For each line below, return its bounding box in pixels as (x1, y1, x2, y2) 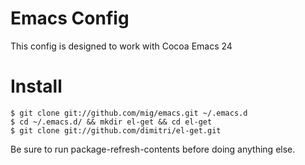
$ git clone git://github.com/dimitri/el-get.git (10, 125, 222, 136)
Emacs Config (10, 7, 130, 30)
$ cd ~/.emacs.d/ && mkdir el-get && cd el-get (10, 117, 213, 127)
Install (10, 75, 63, 98)
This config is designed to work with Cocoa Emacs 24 (10, 40, 233, 52)
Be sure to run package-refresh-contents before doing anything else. (10, 143, 296, 155)
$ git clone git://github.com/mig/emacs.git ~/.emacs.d (10, 108, 248, 118)
